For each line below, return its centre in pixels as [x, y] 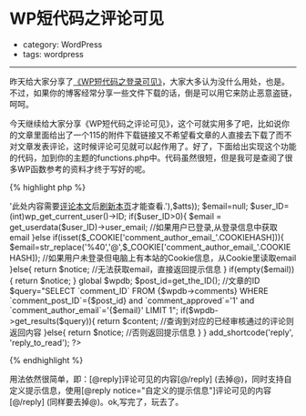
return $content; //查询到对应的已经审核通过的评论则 [195, 320]
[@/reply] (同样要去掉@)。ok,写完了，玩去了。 [97, 401]
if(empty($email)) [262, 269]
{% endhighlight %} [46, 360]
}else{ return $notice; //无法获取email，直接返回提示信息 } [118, 269]
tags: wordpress [53, 54]
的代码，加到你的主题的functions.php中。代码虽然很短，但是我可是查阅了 [147, 157]
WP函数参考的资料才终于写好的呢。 [83, 168]
